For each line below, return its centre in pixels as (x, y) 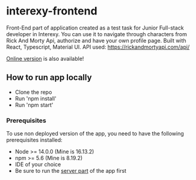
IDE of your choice (38, 164)
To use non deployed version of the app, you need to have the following (95, 134)
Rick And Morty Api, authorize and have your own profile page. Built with (96, 40)
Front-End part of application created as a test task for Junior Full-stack (95, 28)
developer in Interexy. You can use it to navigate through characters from (97, 34)
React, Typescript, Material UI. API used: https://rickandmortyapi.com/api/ (98, 47)
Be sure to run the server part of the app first (71, 171)
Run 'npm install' (36, 98)
